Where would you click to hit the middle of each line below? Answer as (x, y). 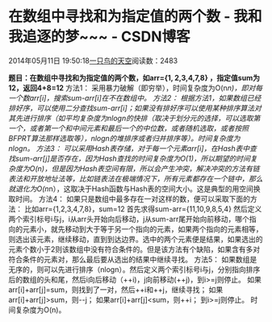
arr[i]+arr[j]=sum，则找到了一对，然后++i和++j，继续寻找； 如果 (116, 289)
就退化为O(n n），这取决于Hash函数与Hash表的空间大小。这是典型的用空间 (131, 188)
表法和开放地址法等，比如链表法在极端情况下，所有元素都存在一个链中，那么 (136, 178)
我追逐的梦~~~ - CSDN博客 (99, 37)
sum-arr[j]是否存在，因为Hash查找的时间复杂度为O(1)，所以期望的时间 (133, 158)
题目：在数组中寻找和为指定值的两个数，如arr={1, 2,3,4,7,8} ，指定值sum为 (134, 77)
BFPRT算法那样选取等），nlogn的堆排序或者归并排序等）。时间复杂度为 (124, 138)
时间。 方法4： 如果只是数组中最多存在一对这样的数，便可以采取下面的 (132, 199)
